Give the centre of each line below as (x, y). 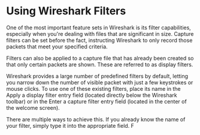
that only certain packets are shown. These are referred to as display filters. (100, 65)
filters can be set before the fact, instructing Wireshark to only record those (99, 40)
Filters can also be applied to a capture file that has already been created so (100, 58)
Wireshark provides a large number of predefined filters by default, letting (97, 76)
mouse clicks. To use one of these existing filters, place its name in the (93, 88)
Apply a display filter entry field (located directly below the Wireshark (92, 95)
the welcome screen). (33, 108)
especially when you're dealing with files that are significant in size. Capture (100, 33)
